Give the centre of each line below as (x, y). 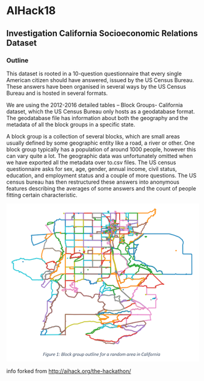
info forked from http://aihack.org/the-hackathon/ (69, 371)
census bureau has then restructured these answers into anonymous (93, 182)
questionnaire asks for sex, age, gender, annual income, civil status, (92, 168)
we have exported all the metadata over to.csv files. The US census (91, 162)
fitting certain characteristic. (42, 195)
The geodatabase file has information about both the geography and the (97, 118)
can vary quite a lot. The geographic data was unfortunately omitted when (100, 156)
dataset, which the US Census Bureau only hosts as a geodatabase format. (101, 111)
